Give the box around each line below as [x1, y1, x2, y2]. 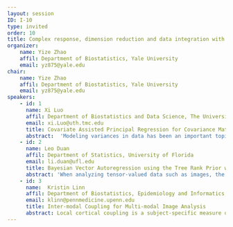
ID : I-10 [7, 17, 33, 24]
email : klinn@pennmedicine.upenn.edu [25, 197, 135, 204]
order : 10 [7, 29, 36, 37]
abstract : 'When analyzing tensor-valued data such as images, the [25, 171, 225, 178]
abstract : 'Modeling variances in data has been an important [25, 132, 213, 139]
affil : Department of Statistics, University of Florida [25, 152, 194, 159]
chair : [7, 68, 26, 75]
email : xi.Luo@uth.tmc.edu [25, 119, 104, 127]
